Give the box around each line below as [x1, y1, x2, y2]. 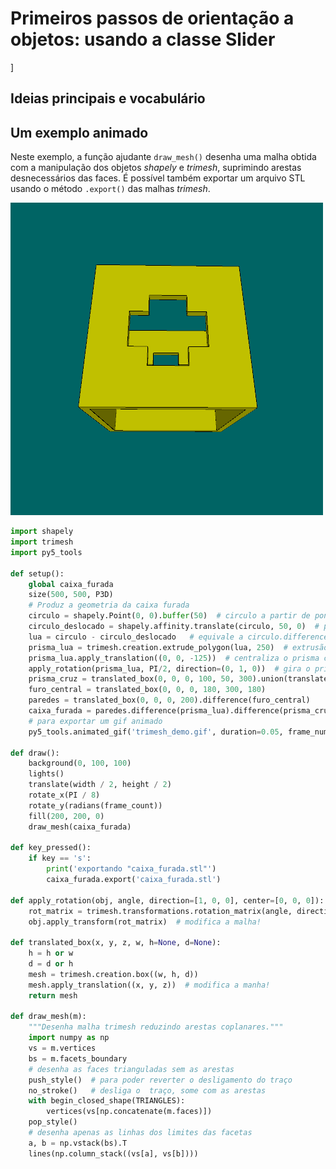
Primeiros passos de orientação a [10, 7, 295, 30]
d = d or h [28, 959, 74, 969]
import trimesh [10, 537, 74, 547]
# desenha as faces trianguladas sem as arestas [28, 1064, 235, 1074]
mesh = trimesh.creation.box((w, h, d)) [28, 969, 199, 979]
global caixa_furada [28, 579, 114, 589]
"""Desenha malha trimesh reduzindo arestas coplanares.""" [28, 1022, 284, 1032]
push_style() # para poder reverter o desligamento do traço [28, 1075, 293, 1085]
